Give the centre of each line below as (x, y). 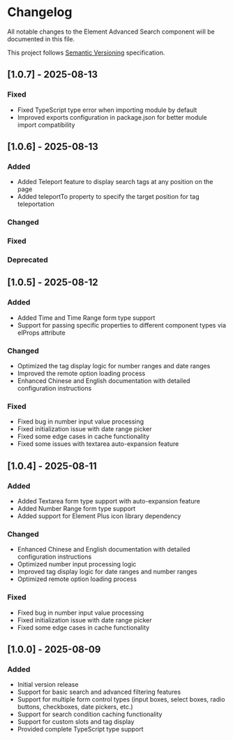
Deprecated (28, 260)
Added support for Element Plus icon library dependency (99, 516)
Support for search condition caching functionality (90, 714)
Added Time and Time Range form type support (86, 317)
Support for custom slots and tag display (76, 722)
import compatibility (46, 125)
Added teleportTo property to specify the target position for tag (108, 197)
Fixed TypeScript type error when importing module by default (107, 110)
